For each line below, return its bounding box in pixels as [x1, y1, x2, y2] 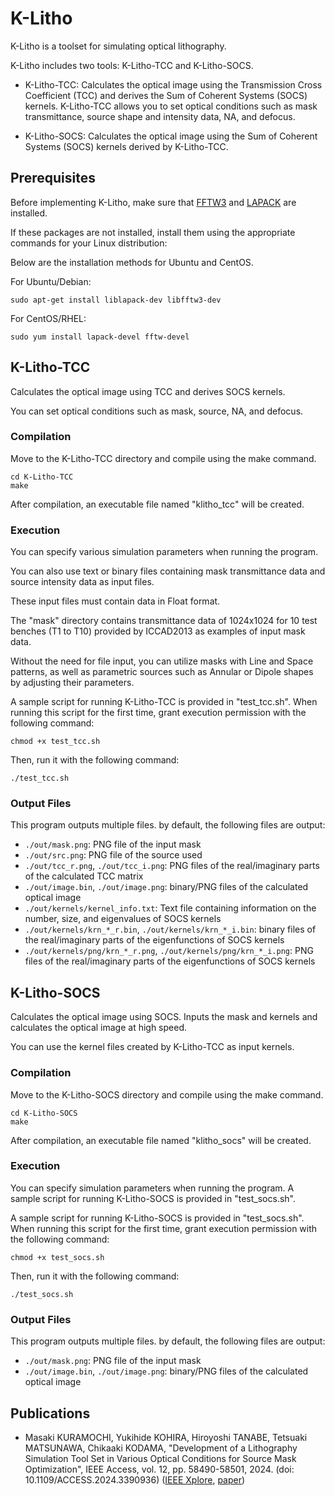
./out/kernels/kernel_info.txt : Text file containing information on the [24, 902, 317, 914]
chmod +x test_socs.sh [10, 1252, 105, 1262]
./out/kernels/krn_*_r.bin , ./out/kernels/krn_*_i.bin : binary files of [24, 923, 317, 936]
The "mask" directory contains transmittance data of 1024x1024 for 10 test [10, 615, 318, 627]
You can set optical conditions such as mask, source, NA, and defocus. [10, 405, 304, 417]
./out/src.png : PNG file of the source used [24, 849, 203, 861]
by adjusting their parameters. [10, 677, 135, 689]
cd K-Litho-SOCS [10, 1108, 78, 1118]
